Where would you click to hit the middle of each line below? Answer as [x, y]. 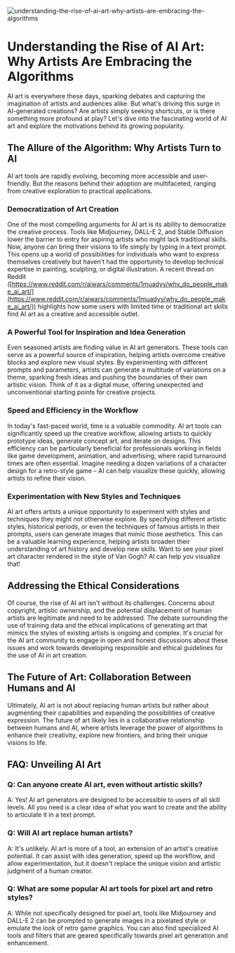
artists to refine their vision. [47, 478]
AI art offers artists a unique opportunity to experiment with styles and [109, 511]
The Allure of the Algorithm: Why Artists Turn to [114, 148]
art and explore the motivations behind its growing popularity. [96, 126]
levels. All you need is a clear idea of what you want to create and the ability [117, 808]
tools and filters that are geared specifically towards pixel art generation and [117, 935]
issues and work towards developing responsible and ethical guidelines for [115, 647]
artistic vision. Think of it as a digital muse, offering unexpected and [105, 385]
